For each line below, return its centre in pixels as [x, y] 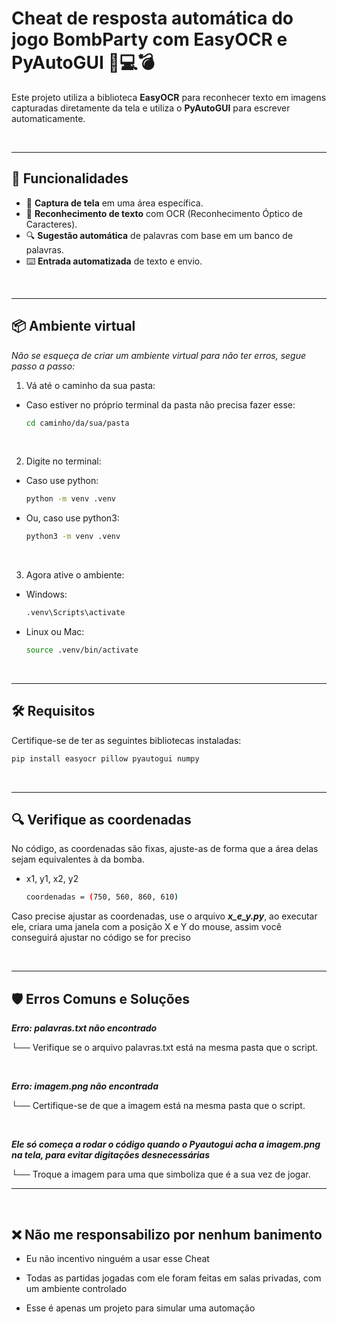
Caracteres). [51, 224]
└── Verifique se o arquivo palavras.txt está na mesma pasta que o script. [165, 1048]
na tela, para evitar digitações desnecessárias [110, 1155]
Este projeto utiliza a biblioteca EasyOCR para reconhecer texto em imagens [169, 97]
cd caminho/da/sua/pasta [77, 423]
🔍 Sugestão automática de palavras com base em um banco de [159, 235]
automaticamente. [48, 118]
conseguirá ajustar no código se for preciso [101, 938]
